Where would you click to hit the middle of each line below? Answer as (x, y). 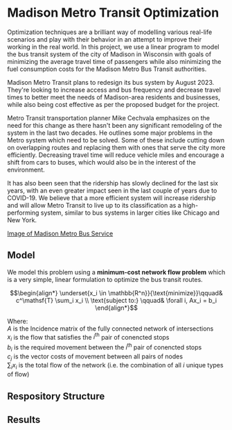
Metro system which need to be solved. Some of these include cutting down (116, 140)
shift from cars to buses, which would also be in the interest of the (101, 162)
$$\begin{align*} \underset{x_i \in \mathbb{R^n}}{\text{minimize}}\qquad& (116, 292)
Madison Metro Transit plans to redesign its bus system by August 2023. (111, 82)
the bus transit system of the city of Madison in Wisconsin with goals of (109, 54)
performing (23, 213)
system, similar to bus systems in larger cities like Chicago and (130, 213)
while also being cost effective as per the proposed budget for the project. (113, 104)
